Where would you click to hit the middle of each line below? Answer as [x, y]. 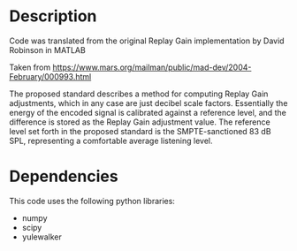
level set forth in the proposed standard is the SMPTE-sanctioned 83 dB [140, 131]
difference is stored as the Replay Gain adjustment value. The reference [140, 122]
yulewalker [42, 237]
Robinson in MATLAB [47, 49]
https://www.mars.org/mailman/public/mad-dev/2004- [152, 67]
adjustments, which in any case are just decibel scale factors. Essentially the [148, 103]
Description [53, 16]
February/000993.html [50, 76]
